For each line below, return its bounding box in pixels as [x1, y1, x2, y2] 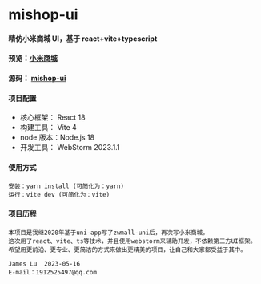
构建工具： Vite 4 [19, 123, 78, 132]
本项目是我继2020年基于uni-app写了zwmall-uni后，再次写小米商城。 [8, 229, 210, 237]
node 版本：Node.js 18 [19, 132, 94, 142]
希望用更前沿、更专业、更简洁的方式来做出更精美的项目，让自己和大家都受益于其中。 [8, 245, 247, 254]
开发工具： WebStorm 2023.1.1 [19, 143, 120, 152]
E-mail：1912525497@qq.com [8, 268, 98, 276]
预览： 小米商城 [8, 54, 58, 63]
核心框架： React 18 [19, 112, 86, 122]
